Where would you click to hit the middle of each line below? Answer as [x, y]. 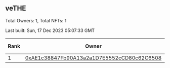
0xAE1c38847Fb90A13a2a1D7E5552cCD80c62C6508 [93, 58]
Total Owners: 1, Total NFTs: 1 [36, 20]
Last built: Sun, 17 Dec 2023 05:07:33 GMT [50, 30]
